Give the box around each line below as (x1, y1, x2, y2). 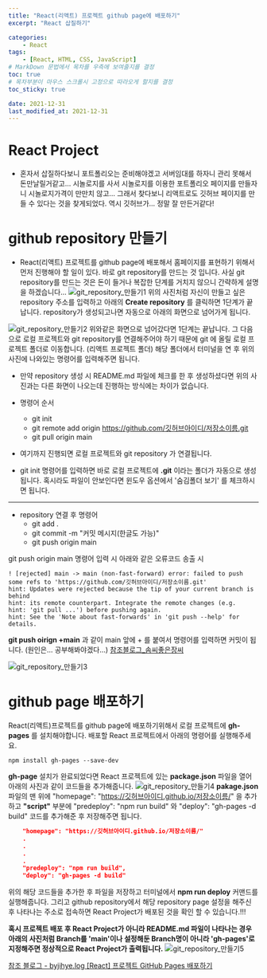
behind (8, 592, 30, 600)
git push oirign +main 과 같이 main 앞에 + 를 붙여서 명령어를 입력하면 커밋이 (8, 635, 249, 645)
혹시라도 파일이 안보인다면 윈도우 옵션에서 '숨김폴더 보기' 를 (43, 476, 228, 485)
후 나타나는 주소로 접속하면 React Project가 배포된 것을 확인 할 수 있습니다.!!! (8, 907, 246, 917)
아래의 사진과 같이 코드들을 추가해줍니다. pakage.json (8, 782, 259, 791)
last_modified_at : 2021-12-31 (8, 107, 109, 116)
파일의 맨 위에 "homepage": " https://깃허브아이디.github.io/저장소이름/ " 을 (8, 791, 243, 801)
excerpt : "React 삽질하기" (8, 19, 91, 27)
